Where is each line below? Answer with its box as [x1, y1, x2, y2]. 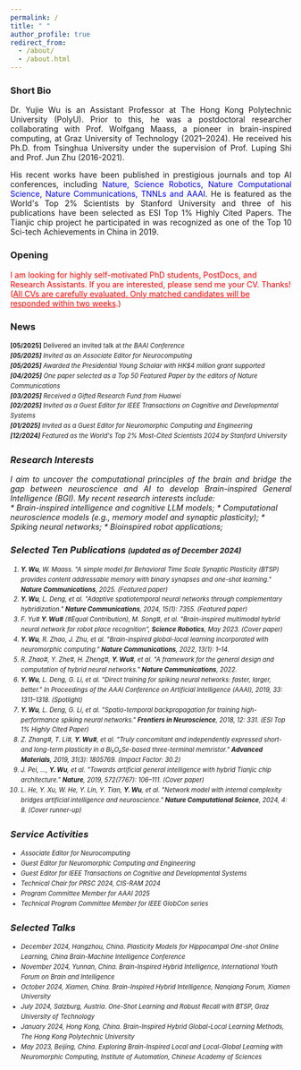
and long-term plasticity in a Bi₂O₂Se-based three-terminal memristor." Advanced [21, 745, 263, 755]
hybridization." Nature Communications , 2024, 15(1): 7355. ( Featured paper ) [21, 605, 248, 614]
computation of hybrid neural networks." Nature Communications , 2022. [21, 664, 238, 674]
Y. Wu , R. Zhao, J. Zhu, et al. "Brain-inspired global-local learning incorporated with [21, 635, 269, 645]
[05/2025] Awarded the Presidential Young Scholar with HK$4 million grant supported [10, 361, 265, 370]
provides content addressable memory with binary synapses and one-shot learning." [21, 575, 272, 584]
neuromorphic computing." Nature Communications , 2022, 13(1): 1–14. [21, 646, 230, 655]
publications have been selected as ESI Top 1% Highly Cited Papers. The [10, 208, 292, 218]
